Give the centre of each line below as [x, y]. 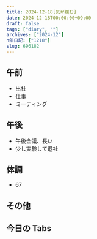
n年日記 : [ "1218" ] [28, 40]
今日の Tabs [29, 228]
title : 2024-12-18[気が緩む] [41, 12]
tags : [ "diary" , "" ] [33, 29]
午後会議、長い [34, 141]
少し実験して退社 [37, 148]
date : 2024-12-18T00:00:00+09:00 [49, 18]
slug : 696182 [23, 47]
